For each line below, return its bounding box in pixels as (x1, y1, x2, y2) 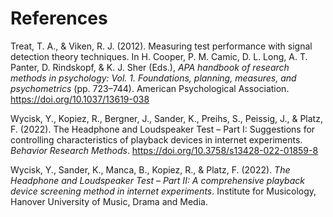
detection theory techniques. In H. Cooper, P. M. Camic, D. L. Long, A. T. (10, 50, 308, 62)
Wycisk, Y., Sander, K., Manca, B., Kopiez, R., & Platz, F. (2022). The (10, 163, 291, 176)
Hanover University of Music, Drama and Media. (10, 195, 208, 207)
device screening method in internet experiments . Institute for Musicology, (10, 185, 317, 197)
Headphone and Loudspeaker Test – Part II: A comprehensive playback (10, 174, 305, 186)
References (10, 7, 108, 30)
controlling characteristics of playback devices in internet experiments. (10, 133, 303, 146)
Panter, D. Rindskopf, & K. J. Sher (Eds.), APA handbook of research (10, 61, 290, 73)
